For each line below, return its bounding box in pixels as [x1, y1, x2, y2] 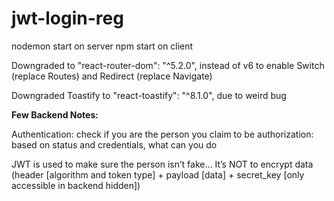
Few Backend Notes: [11, 108, 99, 121]
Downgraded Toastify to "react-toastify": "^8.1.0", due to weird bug [11, 89, 287, 101]
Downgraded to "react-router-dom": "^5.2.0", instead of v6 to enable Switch [11, 59, 325, 71]
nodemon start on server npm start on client [11, 40, 194, 52]
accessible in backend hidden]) [11, 179, 141, 191]
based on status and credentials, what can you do [11, 138, 218, 151]
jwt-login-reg [11, 7, 124, 30]
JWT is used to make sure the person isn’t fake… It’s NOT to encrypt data [11, 158, 314, 170]
